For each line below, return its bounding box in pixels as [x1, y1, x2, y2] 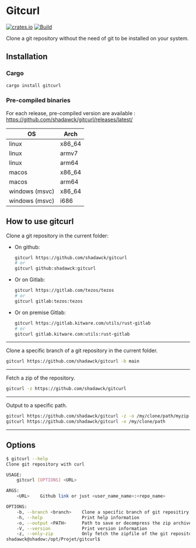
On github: [14, 243, 40, 250]
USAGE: [6, 472, 22, 478]
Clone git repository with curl [6, 461, 85, 467]
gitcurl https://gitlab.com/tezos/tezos [14, 288, 114, 294]
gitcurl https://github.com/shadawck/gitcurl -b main [6, 359, 140, 364]
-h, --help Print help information [16, 515, 140, 521]
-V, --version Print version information [16, 525, 148, 532]
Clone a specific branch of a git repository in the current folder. [6, 347, 158, 354]
